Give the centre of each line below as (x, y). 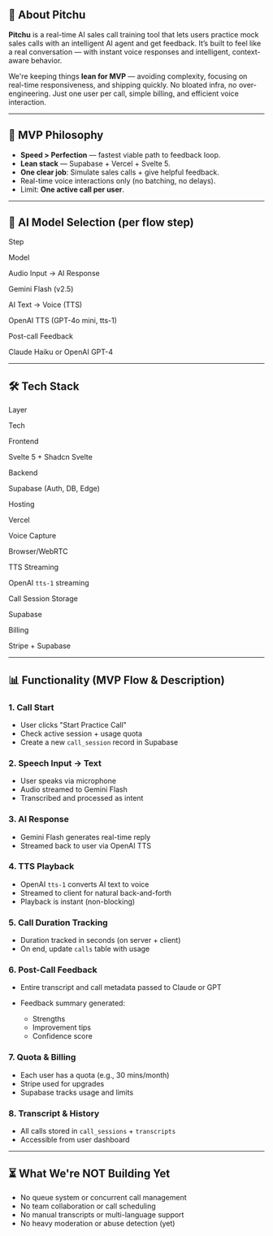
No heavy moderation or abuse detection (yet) (97, 1223)
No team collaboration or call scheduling (88, 1206)
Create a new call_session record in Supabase (99, 742)
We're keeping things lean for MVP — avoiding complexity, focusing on (128, 76)
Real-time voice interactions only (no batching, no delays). (118, 180)
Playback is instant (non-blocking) (78, 901)
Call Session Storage (43, 599)
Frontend (24, 441)
